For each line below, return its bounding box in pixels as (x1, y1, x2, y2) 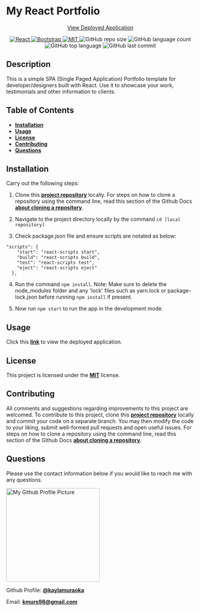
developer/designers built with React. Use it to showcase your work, (6, 81, 174, 89)
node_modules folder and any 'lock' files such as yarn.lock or (14, 287, 167, 294)
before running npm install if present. (38, 293, 133, 300)
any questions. (6, 476, 43, 483)
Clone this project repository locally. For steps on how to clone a (14, 191, 176, 199)
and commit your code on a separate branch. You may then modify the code (6, 417, 194, 424)
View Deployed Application (67, 24, 134, 31)
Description (6, 59, 51, 69)
